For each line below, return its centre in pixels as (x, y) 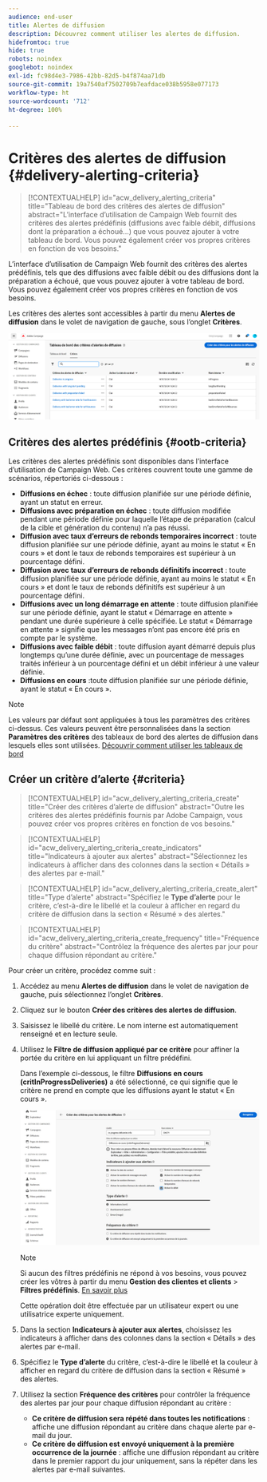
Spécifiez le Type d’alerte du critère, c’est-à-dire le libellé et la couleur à (139, 1362)
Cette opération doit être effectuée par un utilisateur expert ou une (129, 1305)
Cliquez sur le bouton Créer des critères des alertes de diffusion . (128, 1010)
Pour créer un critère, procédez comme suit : (82, 971)
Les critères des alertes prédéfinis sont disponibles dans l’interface (119, 461)
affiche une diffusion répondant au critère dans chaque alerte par (139, 1427)
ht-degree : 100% (35, 109)
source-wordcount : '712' (49, 101)
